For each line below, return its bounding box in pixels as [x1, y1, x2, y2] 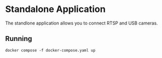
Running [5, 34, 33, 43]
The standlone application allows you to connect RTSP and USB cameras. [5, 20, 158, 26]
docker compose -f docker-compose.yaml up [5, 47, 96, 53]
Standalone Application [5, 3, 106, 15]
